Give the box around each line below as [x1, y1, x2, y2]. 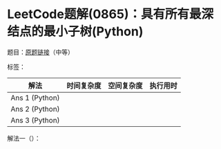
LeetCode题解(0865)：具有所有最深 [7, 6, 214, 22]
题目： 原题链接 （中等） [7, 48, 74, 56]
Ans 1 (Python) [10, 93, 60, 103]
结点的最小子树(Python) [7, 24, 144, 40]
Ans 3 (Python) [10, 115, 60, 125]
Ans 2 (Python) [10, 104, 60, 114]
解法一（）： [7, 134, 41, 142]
